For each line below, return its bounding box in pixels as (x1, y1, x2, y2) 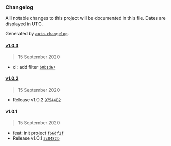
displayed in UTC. (5, 20, 43, 27)
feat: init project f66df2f (12, 130, 64, 136)
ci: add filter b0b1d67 (12, 64, 56, 70)
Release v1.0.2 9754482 (12, 96, 61, 103)
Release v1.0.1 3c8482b (12, 135, 60, 141)
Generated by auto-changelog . (5, 31, 69, 37)
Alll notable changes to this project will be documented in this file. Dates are (5, 15, 166, 22)
